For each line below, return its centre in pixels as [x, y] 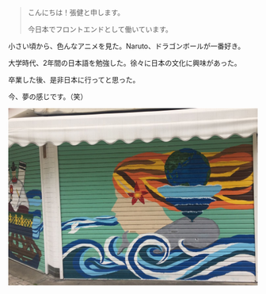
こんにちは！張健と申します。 [76, 12]
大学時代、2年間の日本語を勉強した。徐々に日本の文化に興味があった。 [125, 63]
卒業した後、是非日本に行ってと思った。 [74, 80]
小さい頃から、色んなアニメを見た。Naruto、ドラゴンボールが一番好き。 [127, 46]
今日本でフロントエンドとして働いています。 [100, 29]
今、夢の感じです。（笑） [48, 97]
